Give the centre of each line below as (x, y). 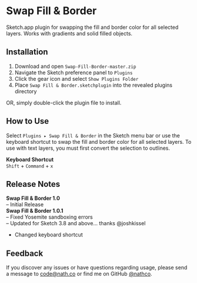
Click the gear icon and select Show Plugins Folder (76, 78)
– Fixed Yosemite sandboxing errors (49, 217)
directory (26, 91)
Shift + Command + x (30, 166)
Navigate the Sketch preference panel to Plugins (74, 73)
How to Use (28, 121)
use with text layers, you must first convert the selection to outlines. (88, 148)
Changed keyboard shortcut (49, 235)
